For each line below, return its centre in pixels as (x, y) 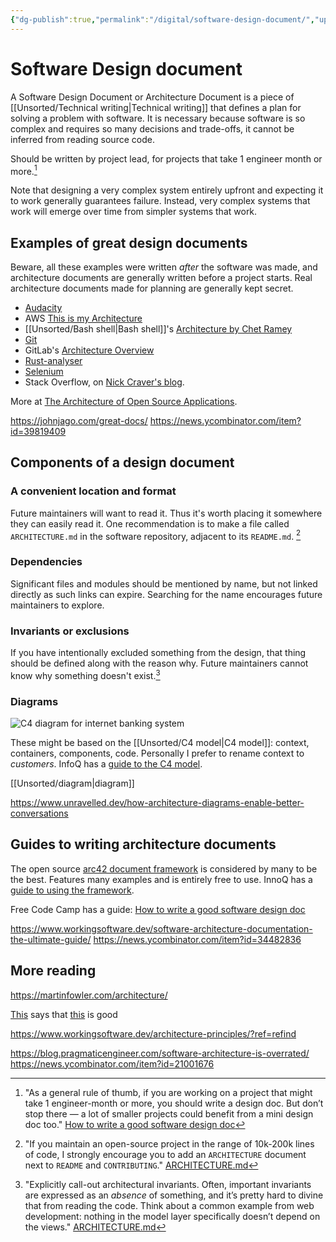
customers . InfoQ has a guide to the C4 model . (106, 763)
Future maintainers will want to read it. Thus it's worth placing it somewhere (166, 513)
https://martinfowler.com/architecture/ (89, 995)
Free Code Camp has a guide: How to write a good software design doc (158, 909)
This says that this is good (64, 1014)
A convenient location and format (93, 491)
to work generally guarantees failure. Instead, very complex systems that (160, 201)
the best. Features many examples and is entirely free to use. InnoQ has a (161, 879)
